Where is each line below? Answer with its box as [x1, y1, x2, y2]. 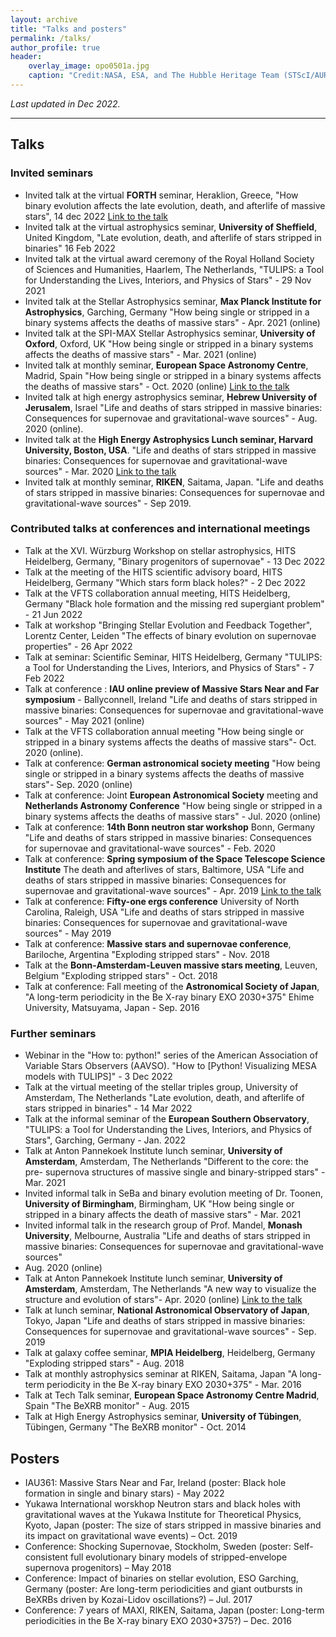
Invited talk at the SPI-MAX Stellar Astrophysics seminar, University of [24, 327, 316, 339]
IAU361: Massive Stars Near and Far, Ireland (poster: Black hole [24, 1476, 287, 1488]
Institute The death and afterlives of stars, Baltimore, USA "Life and [24, 863, 305, 875]
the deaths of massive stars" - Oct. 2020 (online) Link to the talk [24, 380, 290, 392]
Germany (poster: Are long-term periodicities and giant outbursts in [24, 1582, 303, 1595]
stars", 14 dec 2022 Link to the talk [24, 210, 168, 222]
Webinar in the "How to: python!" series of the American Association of [24, 1049, 319, 1061]
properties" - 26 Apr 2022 [24, 640, 133, 652]
